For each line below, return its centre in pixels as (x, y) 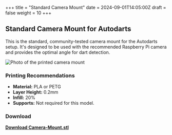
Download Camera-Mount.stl (37, 127)
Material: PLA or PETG (37, 87)
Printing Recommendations (40, 75)
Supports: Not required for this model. (53, 103)
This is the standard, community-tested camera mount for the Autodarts (81, 41)
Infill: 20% (24, 98)
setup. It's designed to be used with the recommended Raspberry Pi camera (86, 47)
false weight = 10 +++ (28, 13)
